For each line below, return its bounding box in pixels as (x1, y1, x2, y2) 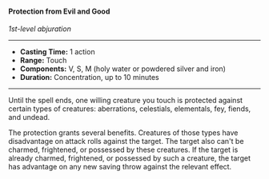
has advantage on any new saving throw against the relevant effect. (8, 162, 232, 172)
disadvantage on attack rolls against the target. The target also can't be (8, 137, 244, 146)
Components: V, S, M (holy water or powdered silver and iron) (19, 64, 227, 74)
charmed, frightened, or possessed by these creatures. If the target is (8, 145, 239, 155)
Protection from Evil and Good (8, 6, 110, 16)
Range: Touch (19, 56, 67, 66)
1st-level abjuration (8, 24, 72, 34)
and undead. (8, 113, 50, 122)
